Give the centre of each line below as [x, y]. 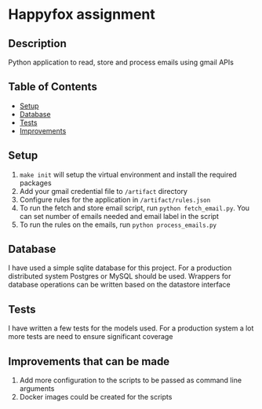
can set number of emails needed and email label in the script [119, 216]
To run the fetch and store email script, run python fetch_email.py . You [134, 208]
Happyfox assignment [82, 15]
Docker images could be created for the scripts [96, 397]
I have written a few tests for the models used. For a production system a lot [131, 328]
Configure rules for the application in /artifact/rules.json [115, 199]
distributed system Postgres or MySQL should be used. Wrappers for [120, 276]
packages [36, 183]
